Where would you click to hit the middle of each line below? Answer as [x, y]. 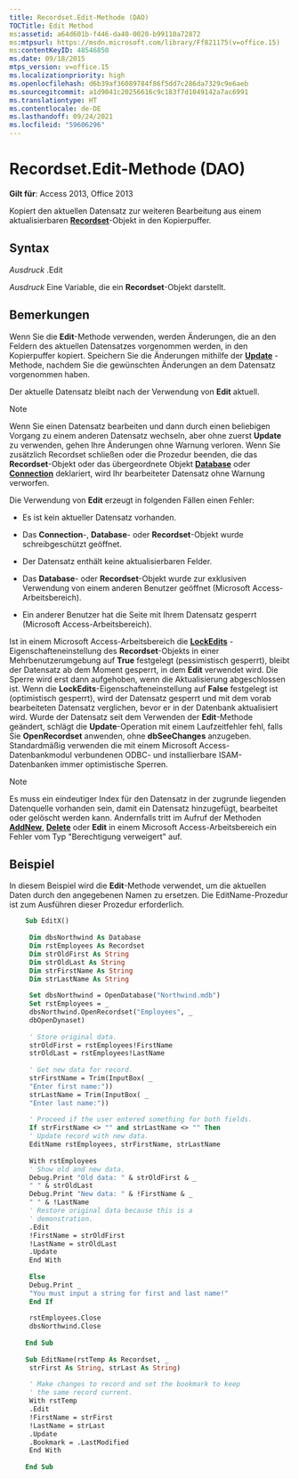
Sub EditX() [47, 921]
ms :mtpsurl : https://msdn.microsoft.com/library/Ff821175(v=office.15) [145, 42]
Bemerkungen [50, 315]
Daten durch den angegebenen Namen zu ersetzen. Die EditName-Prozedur [149, 895]
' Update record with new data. [89, 1136]
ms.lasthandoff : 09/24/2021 [61, 117]
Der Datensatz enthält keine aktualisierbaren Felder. [117, 561]
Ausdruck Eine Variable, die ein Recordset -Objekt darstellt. [118, 287]
